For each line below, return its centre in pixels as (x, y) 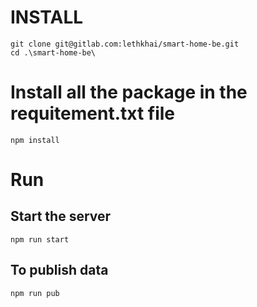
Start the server (61, 216)
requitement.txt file (93, 113)
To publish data (59, 270)
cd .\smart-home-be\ (53, 52)
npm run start (40, 239)
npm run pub (35, 293)
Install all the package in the (129, 92)
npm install (35, 140)
